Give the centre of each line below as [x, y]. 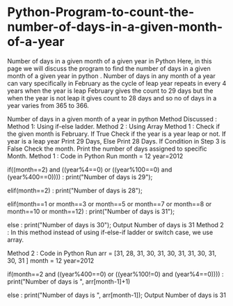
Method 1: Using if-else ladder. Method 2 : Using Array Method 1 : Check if [114, 126]
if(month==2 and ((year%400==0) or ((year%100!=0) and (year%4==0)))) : [115, 274]
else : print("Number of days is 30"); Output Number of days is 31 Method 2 [115, 224]
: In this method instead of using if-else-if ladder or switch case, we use [110, 232]
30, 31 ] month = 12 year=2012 [51, 260]
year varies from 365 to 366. [48, 105]
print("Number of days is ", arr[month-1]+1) [69, 281]
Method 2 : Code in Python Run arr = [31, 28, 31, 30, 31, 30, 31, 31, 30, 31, [112, 253]
